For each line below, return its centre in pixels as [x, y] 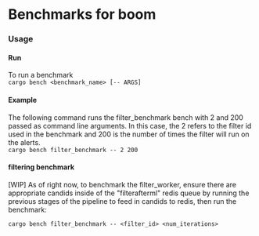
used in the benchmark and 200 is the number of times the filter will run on [129, 134]
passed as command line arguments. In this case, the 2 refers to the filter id [130, 125]
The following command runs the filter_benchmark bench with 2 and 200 [126, 117]
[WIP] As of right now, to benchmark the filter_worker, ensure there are [122, 184]
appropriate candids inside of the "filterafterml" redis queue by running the [129, 193]
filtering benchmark [41, 167]
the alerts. [24, 142]
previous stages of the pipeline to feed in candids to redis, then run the [122, 201]
